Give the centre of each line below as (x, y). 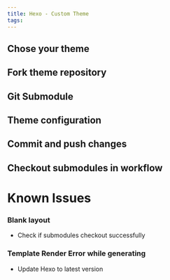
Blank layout (29, 220)
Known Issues (49, 198)
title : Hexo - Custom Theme (48, 14)
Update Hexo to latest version (60, 269)
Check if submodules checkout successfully (81, 235)
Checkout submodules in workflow (85, 168)
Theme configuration (54, 120)
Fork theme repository (57, 73)
